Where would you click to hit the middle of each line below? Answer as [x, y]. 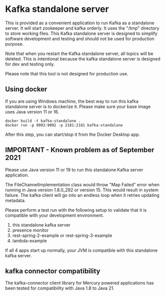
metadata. [15, 200]
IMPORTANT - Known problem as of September [80, 150]
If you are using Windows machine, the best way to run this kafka [72, 101]
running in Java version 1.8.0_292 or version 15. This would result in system [82, 190]
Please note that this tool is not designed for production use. [67, 73]
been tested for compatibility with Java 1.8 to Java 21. [60, 288]
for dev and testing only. [30, 64]
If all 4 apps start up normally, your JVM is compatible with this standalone [81, 250]
